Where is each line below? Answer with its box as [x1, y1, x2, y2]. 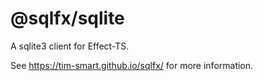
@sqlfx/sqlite [10, 7, 125, 30]
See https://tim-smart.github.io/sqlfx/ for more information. [10, 59, 254, 71]
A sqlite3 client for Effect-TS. [10, 40, 130, 52]
